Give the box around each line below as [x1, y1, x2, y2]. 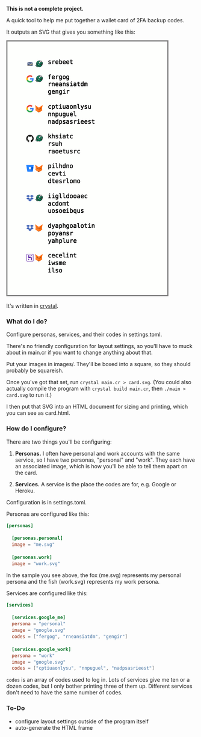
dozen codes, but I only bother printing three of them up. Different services [6, 682, 193, 690]
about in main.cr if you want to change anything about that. [6, 349, 153, 356]
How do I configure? [6, 424, 67, 433]
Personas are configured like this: [6, 510, 90, 518]
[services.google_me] [11, 614, 66, 621]
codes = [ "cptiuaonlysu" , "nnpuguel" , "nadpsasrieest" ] [11, 665, 155, 671]
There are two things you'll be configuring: [6, 438, 113, 445]
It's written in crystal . [6, 302, 59, 309]
